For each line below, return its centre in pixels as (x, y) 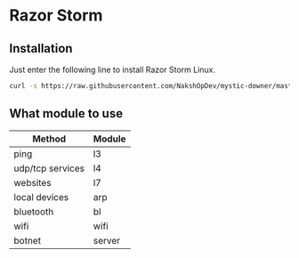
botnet (28, 240)
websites (32, 182)
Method (49, 139)
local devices (41, 197)
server (107, 240)
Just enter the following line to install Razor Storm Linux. (113, 69)
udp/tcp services (49, 168)
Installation (41, 48)
